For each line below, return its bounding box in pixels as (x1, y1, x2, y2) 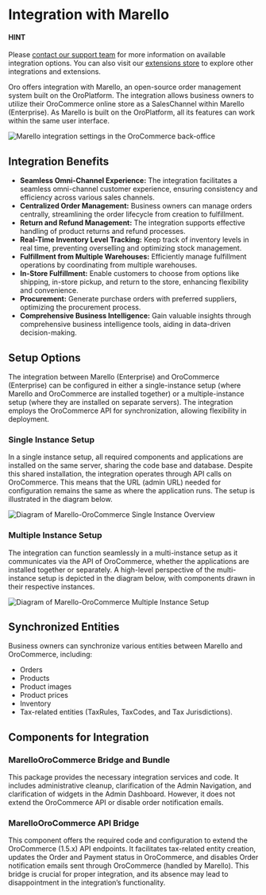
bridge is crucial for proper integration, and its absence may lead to (8, 870, 229, 879)
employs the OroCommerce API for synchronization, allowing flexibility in (8, 406, 247, 415)
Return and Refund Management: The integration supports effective (19, 218, 246, 228)
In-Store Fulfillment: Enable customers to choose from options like (19, 269, 240, 278)
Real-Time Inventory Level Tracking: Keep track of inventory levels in (19, 235, 249, 244)
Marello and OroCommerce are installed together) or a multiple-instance (8, 389, 245, 399)
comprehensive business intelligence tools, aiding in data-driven (19, 320, 232, 329)
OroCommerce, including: (8, 650, 93, 660)
